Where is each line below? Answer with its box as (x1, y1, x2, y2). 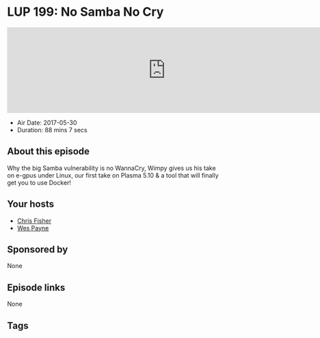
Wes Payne (16, 224, 49, 232)
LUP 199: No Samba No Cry (7, 4, 164, 20)
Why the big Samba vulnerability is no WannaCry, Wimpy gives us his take (7, 164, 217, 172)
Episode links (7, 282, 66, 293)
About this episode (7, 145, 90, 158)
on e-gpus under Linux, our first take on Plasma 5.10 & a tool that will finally (7, 171, 219, 179)
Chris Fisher (16, 217, 52, 225)
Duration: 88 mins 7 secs (16, 125, 88, 134)
